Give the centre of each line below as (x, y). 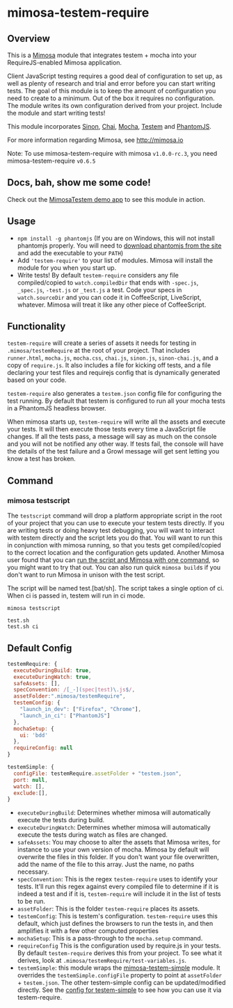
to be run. (31, 902)
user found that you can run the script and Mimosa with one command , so (113, 560)
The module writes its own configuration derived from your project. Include (115, 105)
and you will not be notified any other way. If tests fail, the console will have (115, 444)
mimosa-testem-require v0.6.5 (51, 161)
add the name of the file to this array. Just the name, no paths (106, 865)
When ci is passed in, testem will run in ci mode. (76, 595)
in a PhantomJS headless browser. (57, 408)
